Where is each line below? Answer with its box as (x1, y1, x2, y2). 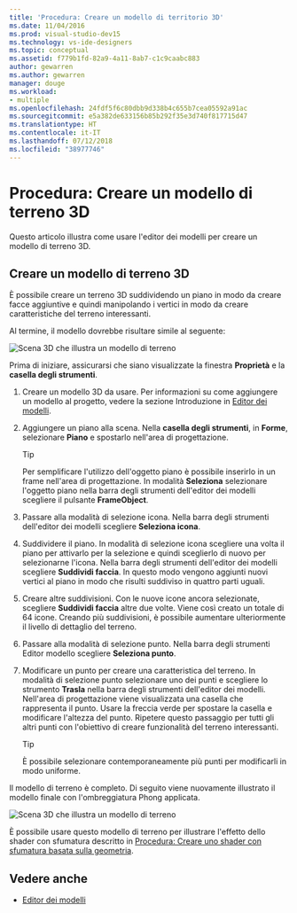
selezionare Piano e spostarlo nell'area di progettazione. (21, 432, 229, 443)
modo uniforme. (21, 766, 82, 776)
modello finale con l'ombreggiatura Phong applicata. (9, 792, 201, 803)
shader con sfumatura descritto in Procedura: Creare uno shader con (9, 836, 262, 847)
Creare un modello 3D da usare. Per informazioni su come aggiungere (21, 386, 278, 397)
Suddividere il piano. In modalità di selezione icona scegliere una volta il (21, 538, 285, 550)
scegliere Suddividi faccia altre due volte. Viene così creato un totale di (21, 603, 285, 613)
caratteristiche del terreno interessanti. (9, 308, 152, 319)
